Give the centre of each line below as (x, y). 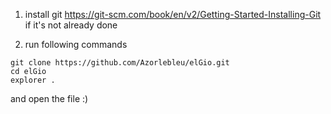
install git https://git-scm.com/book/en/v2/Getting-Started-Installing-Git (173, 14)
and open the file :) (49, 98)
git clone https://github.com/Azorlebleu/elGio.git (120, 63)
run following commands (76, 44)
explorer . (33, 80)
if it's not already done (71, 25)
